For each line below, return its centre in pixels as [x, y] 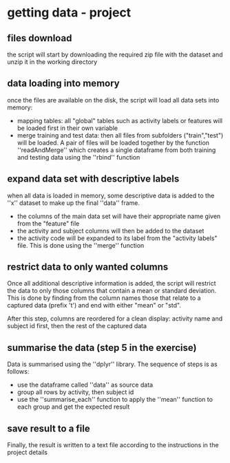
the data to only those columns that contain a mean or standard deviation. [112, 291]
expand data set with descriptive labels [93, 179]
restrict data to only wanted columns [88, 267]
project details [28, 453]
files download [40, 38]
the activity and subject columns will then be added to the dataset [111, 230]
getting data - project [69, 13]
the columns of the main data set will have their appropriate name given [119, 216]
